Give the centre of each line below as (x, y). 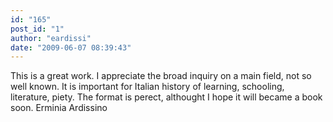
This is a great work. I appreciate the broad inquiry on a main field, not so (161, 76)
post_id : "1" (37, 29)
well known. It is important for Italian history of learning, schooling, (147, 87)
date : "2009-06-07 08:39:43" (71, 47)
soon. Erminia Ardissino (59, 108)
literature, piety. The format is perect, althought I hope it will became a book (166, 97)
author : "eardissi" (51, 38)
